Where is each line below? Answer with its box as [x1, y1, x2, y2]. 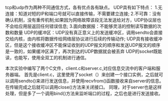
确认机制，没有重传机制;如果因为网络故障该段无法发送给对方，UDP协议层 [5, 17, 157, 23]
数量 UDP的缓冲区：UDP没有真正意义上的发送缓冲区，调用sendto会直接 [14, 30, 163, 35]
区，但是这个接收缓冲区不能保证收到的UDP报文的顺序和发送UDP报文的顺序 [5, 42, 160, 48]
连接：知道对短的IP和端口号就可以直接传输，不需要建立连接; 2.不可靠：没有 [5, 11, 161, 17]
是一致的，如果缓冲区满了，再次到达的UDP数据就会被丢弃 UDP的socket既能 [5, 48, 162, 54]
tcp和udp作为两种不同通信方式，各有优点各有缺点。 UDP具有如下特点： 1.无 [5, 5, 162, 10]
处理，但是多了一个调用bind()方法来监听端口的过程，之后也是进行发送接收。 [5, 90, 163, 96]
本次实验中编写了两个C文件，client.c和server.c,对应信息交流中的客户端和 [5, 65, 156, 71]
